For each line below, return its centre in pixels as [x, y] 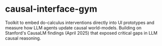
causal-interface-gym [51, 9]
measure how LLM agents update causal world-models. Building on [73, 27]
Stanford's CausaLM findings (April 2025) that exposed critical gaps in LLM [81, 33]
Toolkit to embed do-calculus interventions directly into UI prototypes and [80, 23]
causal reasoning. [23, 38]
